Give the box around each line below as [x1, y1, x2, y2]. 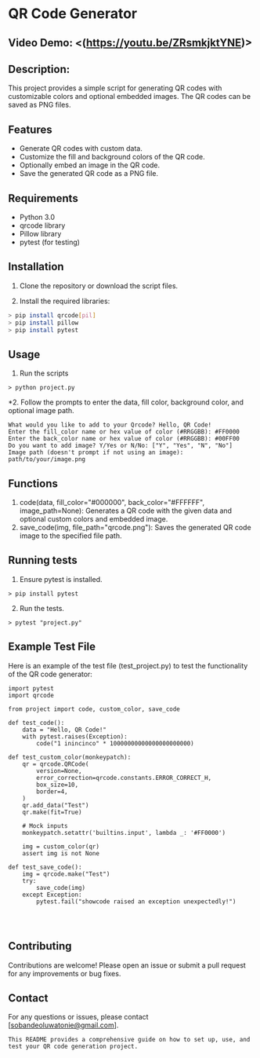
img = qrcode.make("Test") [22, 869, 110, 878]
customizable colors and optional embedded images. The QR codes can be [8, 92, 251, 101]
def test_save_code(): [8, 863, 82, 871]
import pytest [8, 684, 55, 692]
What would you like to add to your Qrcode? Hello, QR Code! [8, 421, 212, 429]
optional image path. [8, 406, 74, 416]
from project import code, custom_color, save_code [8, 705, 180, 713]
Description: [8, 62, 70, 75]
